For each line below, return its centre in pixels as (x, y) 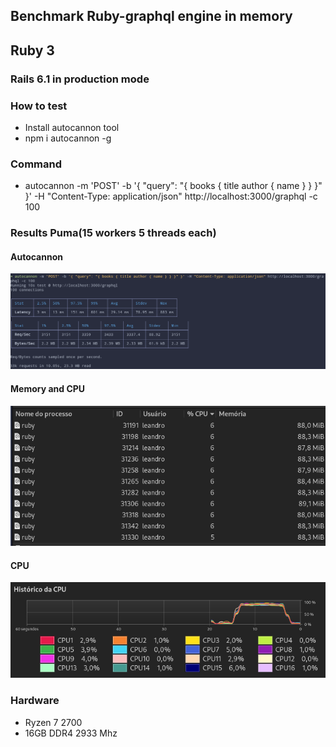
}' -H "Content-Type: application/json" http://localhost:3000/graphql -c (171, 196)
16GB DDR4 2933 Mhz (71, 733)
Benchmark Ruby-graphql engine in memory (151, 16)
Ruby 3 (32, 50)
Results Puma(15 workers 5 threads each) (113, 233)
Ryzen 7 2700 (53, 722)
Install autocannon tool (72, 127)
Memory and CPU (48, 389)
